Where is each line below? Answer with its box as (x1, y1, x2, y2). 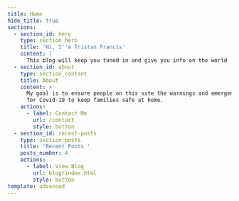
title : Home (7, 10, 43, 18)
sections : (7, 24, 37, 31)
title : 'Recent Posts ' (20, 143, 91, 150)
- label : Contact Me (26, 110, 87, 117)
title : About (20, 76, 59, 84)
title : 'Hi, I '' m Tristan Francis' (20, 43, 126, 51)
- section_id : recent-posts (14, 130, 97, 137)
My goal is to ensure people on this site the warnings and (26, 90, 208, 97)
